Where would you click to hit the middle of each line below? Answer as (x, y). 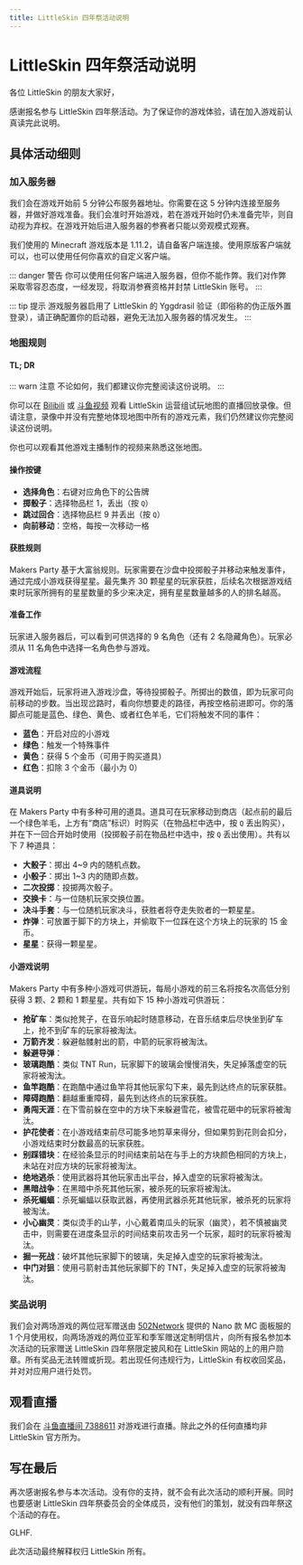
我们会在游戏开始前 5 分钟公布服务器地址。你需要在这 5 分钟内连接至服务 (145, 203)
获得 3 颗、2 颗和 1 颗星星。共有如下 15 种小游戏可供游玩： (119, 999)
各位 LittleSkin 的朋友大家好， (64, 92)
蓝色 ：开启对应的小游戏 (66, 734)
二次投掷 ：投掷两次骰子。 (70, 888)
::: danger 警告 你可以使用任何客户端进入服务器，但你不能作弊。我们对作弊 (148, 276)
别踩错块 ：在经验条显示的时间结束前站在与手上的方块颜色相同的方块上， (156, 1155)
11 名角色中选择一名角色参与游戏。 (91, 647)
